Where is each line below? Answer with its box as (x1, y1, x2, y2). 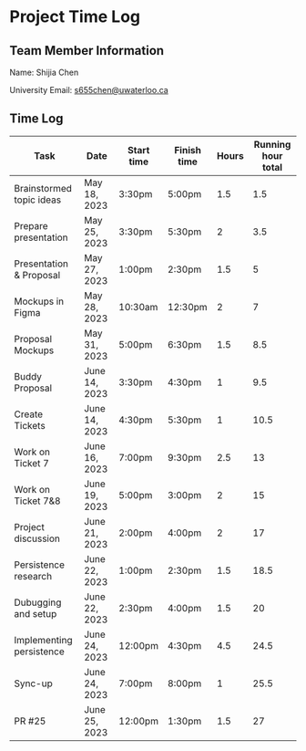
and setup (14, 607, 57, 620)
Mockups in (14, 295, 65, 308)
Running (253, 138, 291, 151)
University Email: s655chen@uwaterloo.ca (9, 85, 168, 95)
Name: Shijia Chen (9, 67, 79, 78)
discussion (14, 532, 61, 545)
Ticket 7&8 (14, 495, 61, 507)
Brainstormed (14, 182, 73, 194)
